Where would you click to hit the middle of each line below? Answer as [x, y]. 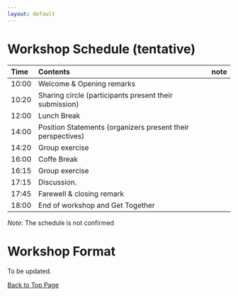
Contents [54, 72]
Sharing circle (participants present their [105, 95]
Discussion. [57, 182]
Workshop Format [61, 251]
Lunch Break [59, 116]
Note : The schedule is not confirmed [61, 223]
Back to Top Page [33, 285]
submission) [58, 104]
